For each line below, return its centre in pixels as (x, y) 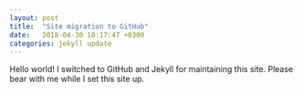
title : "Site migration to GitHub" (79, 26)
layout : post (34, 18)
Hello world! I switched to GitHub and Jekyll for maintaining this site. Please (151, 69)
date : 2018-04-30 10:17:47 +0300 (77, 35)
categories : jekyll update (61, 43)
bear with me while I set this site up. (77, 79)
